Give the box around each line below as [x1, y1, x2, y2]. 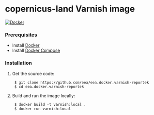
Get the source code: [12, 71, 55, 76]
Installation [5, 59, 32, 66]
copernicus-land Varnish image [5, 3, 135, 14]
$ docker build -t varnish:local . [14, 102, 86, 107]
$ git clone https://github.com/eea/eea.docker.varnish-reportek [14, 80, 149, 85]
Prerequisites [5, 31, 37, 38]
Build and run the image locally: [12, 93, 75, 99]
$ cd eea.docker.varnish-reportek [14, 84, 84, 89]
